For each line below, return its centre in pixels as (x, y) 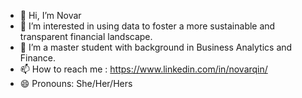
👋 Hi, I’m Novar (50, 15)
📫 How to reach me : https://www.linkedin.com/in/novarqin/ (143, 69)
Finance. (38, 58)
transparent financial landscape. (86, 36)
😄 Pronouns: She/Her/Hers (76, 83)
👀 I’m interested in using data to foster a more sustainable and (147, 26)
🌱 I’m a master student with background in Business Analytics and (156, 47)
